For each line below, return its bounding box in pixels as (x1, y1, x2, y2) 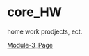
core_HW (7, 4, 63, 20)
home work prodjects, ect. (7, 27, 83, 36)
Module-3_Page (7, 41, 54, 49)
